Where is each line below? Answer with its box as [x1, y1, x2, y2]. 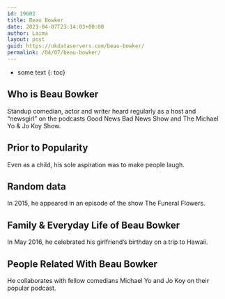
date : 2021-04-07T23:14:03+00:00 [7, 23, 104, 30]
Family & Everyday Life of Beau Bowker [7, 219, 180, 231]
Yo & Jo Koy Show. [7, 121, 61, 130]
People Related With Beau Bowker [7, 258, 158, 270]
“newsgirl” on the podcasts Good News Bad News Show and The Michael [7, 114, 219, 123]
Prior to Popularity [7, 142, 88, 154]
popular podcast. [7, 284, 56, 292]
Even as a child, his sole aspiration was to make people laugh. [7, 160, 185, 169]
